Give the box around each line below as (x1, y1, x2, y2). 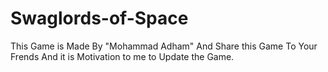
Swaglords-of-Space (10, 7, 189, 30)
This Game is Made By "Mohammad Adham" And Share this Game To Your (10, 40, 318, 52)
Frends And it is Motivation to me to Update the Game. (10, 50, 235, 62)
